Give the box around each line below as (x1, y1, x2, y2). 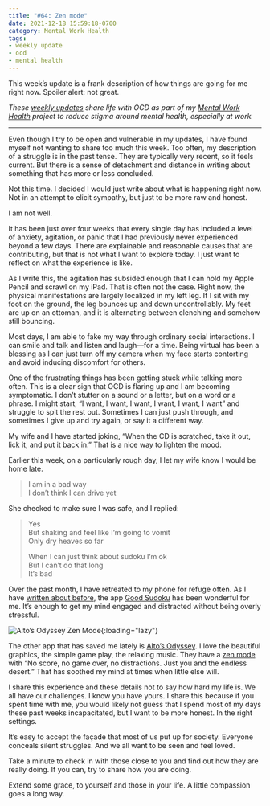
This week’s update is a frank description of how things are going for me (8, 78, 248, 88)
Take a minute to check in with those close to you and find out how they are (8, 756, 259, 766)
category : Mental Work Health (8, 27, 110, 35)
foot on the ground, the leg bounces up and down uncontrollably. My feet (8, 299, 251, 309)
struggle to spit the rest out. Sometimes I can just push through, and (8, 407, 234, 416)
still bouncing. (8, 316, 55, 325)
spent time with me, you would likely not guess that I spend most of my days (8, 699, 262, 709)
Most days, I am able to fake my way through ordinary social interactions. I (8, 331, 255, 342)
